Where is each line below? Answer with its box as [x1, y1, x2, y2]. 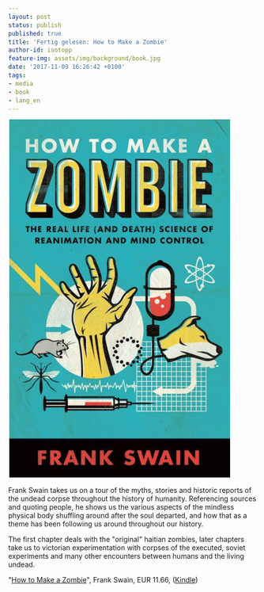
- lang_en [8, 96, 41, 105]
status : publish [8, 21, 62, 29]
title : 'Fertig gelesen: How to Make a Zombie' [8, 38, 168, 46]
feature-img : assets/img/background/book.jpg [8, 55, 160, 63]
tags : [8, 71, 26, 79]
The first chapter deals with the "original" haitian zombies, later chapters [8, 535, 245, 544]
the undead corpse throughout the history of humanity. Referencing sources [8, 494, 257, 503]
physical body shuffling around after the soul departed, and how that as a [8, 511, 247, 521]
